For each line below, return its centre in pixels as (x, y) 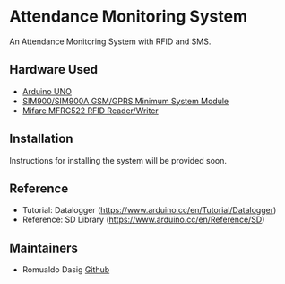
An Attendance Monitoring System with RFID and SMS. (110, 41)
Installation (41, 139)
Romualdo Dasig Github (66, 270)
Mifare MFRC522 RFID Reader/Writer (90, 111)
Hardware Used (54, 70)
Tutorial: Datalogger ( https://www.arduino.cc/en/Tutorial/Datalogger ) (149, 210)
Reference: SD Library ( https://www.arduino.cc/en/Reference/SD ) (143, 220)
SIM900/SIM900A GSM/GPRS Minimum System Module (125, 101)
